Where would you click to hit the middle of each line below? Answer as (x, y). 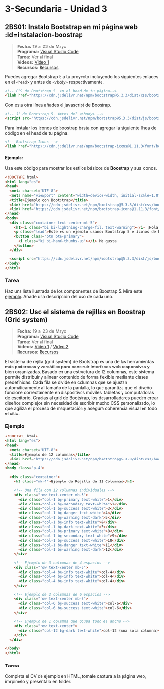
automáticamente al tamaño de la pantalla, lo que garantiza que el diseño (79, 388)
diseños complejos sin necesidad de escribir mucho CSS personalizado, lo (80, 403)
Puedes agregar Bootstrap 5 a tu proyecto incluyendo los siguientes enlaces (82, 77)
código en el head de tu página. (37, 133)
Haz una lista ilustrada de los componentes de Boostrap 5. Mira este (74, 291)
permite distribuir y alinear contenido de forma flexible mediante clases (77, 377)
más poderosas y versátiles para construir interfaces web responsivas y (77, 367)
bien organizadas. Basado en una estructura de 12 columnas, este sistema (80, 372)
